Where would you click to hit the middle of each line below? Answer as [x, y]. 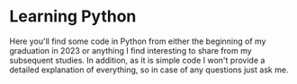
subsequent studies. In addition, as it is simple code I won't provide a [137, 60]
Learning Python [73, 17]
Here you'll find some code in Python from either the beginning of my [138, 41]
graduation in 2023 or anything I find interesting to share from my [130, 50]
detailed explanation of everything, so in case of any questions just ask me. [149, 70]
